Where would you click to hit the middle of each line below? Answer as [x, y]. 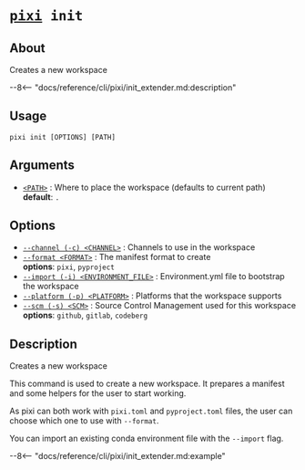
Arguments [42, 166]
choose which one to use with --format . [84, 421]
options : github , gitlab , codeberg [85, 315]
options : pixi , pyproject [69, 266]
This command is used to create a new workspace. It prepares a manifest [147, 384]
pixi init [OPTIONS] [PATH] [63, 137]
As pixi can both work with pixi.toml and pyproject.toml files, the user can [151, 411]
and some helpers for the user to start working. [98, 393]
